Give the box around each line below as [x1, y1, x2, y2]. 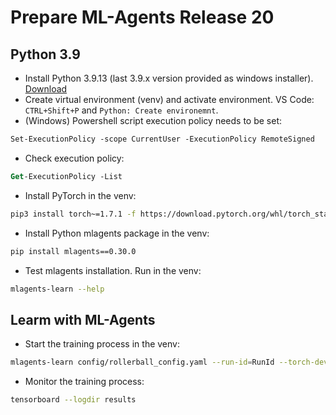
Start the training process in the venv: [24, 338, 180, 350]
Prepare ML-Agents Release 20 [10, 6, 275, 29]
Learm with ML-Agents [10, 311, 156, 328]
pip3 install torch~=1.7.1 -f [10, 209, 137, 219]
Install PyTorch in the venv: [24, 189, 137, 201]
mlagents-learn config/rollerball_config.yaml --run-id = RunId [10, 357, 275, 368]
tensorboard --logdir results [10, 395, 137, 405]
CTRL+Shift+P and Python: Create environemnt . [24, 104, 219, 116]
